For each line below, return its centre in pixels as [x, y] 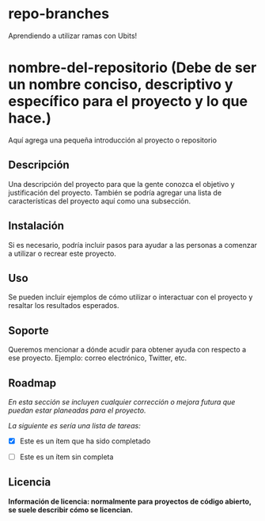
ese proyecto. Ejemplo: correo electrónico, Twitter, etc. [98, 358]
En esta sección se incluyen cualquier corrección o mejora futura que [122, 401]
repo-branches [59, 14]
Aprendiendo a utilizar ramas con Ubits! [73, 36]
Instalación [36, 226]
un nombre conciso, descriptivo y [121, 85]
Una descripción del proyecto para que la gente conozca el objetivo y [121, 184]
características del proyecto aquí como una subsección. [100, 201]
